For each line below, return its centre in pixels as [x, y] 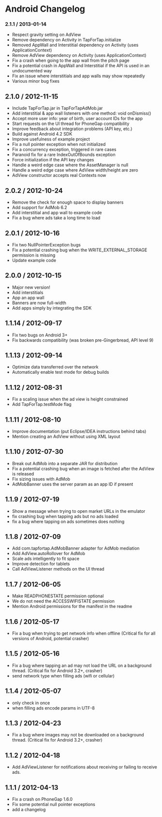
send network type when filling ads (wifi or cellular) [63, 676]
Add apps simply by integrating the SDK [52, 308]
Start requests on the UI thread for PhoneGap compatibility [71, 124]
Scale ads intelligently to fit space [46, 559]
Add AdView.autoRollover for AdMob [49, 554]
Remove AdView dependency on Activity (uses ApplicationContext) [79, 55]
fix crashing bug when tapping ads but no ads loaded [65, 516]
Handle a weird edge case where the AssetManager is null [70, 165]
